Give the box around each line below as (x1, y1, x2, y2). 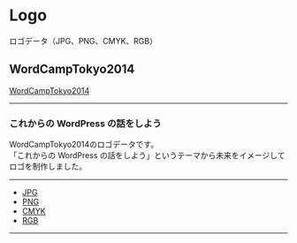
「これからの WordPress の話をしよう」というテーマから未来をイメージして (9, 150, 286, 161)
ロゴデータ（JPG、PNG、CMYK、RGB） (9, 35, 157, 46)
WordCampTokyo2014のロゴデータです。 (9, 139, 159, 150)
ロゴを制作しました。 (9, 161, 87, 172)
